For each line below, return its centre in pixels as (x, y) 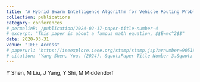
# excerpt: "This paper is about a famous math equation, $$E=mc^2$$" (96, 34)
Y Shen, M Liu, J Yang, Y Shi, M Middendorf (60, 72)
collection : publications (38, 17)
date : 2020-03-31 (28, 39)
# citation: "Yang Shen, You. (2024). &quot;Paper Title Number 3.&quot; (100, 56)
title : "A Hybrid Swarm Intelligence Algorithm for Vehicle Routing (93, 12)
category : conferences (34, 23)
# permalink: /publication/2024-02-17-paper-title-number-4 (82, 28)
